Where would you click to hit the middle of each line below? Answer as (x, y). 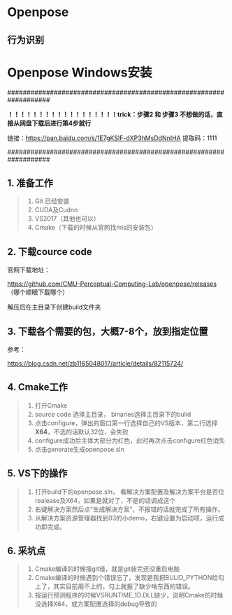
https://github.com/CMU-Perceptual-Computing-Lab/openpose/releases (112, 284)
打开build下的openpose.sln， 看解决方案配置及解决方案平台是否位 (130, 492)
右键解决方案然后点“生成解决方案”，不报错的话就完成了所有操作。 (129, 509)
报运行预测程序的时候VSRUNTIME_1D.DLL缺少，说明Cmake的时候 (129, 595)
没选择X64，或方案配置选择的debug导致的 (96, 604)
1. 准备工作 (30, 183)
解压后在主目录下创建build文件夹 (54, 307)
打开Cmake (51, 405)
